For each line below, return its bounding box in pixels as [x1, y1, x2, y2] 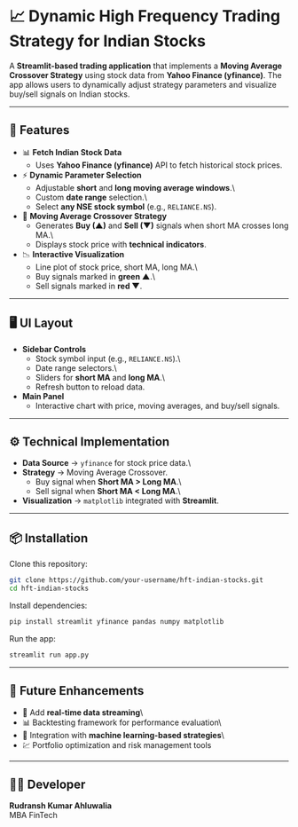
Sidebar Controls [21, 343, 87, 354]
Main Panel [21, 390, 65, 401]
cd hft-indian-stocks [9, 584, 90, 594]
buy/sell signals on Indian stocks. [9, 89, 130, 99]
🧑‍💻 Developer [9, 776, 86, 792]
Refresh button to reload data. [35, 382, 145, 392]
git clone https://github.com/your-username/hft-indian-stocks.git [9, 576, 264, 585]
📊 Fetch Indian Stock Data [21, 146, 122, 157]
